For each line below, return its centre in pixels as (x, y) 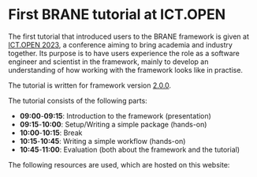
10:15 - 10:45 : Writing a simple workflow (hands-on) (102, 141)
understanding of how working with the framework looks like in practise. (125, 70)
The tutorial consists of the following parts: (78, 100)
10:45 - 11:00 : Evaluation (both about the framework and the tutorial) (130, 149)
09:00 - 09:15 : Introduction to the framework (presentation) (115, 115)
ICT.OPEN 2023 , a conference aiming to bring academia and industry (120, 44)
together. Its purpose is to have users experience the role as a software (124, 53)
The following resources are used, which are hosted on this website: (119, 164)
